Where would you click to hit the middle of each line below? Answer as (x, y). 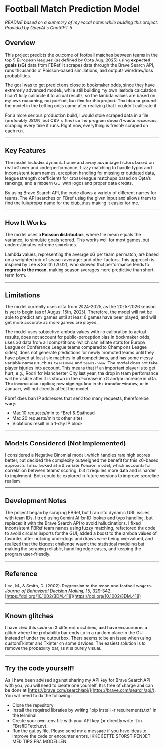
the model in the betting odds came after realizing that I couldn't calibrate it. (81, 105)
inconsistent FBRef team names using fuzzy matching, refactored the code (80, 528)
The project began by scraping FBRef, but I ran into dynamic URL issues (77, 512)
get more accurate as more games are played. (51, 323)
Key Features (26, 151)
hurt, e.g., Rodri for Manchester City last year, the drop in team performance (82, 373)
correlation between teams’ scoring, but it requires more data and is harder (81, 470)
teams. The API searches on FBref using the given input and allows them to (81, 198)
